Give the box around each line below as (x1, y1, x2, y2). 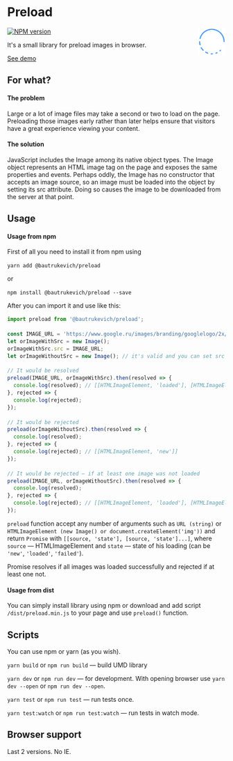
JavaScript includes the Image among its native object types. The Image (7, 155, 214, 164)
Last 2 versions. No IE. (7, 747, 71, 755)
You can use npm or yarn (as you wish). (7, 647, 121, 655)
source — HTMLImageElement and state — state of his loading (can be (7, 541, 211, 550)
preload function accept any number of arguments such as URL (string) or (7, 519, 222, 528)
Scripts (7, 629, 40, 641)
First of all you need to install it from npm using (7, 248, 141, 256)
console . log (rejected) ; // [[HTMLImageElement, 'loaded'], (13, 499, 188, 507)
